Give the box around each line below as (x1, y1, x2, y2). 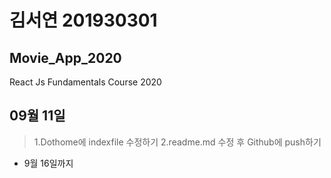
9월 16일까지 (23, 157, 74, 169)
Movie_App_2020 (9, 49, 122, 66)
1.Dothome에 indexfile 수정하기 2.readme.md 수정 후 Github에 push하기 (33, 136, 322, 148)
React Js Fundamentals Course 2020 (9, 76, 162, 88)
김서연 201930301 (9, 9, 158, 32)
